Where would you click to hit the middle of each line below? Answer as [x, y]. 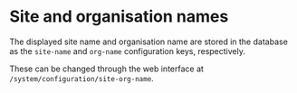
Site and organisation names [119, 17]
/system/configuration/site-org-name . [81, 78]
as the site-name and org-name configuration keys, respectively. [128, 51]
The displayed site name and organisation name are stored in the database [148, 42]
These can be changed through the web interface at [106, 69]
